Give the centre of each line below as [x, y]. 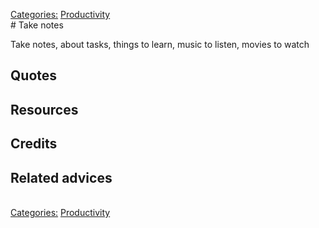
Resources [44, 109]
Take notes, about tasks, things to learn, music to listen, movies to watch [160, 44]
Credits [34, 144]
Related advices [61, 177]
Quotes [34, 75]
